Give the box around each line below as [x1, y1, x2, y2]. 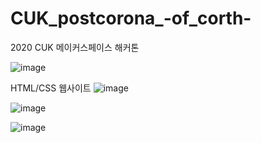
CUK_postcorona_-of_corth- [10, 7, 252, 30]
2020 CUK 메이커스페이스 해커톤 [10, 41, 140, 53]
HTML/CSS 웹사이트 [10, 82, 92, 94]
